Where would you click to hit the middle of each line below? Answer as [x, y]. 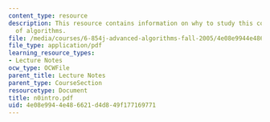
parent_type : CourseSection [55, 83]
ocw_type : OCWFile [39, 68]
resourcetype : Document [48, 90]
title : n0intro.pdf [41, 98]
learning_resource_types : [51, 53]
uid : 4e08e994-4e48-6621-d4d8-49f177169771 [82, 105]
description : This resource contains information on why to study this [131, 23]
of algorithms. [41, 31]
